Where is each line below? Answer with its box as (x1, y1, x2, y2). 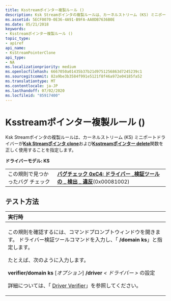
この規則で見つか (8, 170, 49, 178)
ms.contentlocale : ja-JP (5, 83, 58, 88)
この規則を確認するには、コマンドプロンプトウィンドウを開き (8, 229, 156, 236)
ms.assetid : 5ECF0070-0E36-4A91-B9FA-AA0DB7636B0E (5, 17, 115, 22)
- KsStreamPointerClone (5, 50, 56, 55)
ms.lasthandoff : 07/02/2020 (5, 88, 65, 93)
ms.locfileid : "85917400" (5, 93, 60, 98)
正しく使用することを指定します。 (5, 147, 76, 153)
